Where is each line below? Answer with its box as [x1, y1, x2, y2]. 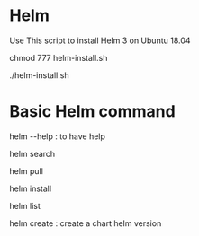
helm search [9, 148, 56, 159]
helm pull [9, 165, 43, 176]
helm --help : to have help [9, 131, 106, 142]
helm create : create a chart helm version [9, 217, 162, 229]
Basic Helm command [9, 101, 176, 122]
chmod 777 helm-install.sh [9, 52, 108, 63]
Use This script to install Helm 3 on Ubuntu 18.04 [9, 35, 191, 46]
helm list [9, 200, 41, 211]
